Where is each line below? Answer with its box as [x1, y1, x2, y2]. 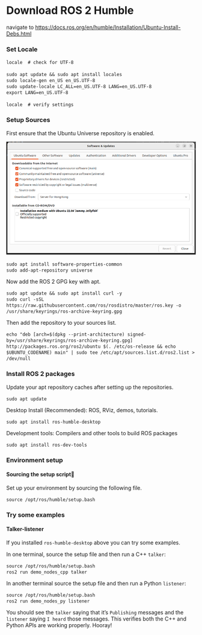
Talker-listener [6, 526, 44, 533]
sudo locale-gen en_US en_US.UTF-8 [6, 78, 96, 84]
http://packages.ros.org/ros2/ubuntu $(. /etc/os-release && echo [6, 343, 176, 350]
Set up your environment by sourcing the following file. [6, 484, 142, 491]
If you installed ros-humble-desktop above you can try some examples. [6, 538, 180, 546]
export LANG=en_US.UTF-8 [6, 90, 69, 96]
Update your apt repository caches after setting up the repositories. [6, 383, 174, 391]
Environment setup [6, 456, 63, 464]
